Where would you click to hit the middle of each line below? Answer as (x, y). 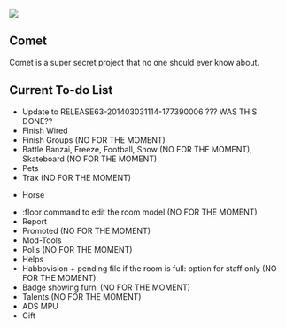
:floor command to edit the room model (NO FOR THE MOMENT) (140, 212)
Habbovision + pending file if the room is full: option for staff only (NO (149, 268)
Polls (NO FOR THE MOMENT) (77, 249)
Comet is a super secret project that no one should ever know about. (134, 62)
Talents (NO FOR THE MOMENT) (81, 296)
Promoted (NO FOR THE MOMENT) (86, 230)
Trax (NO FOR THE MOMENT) (76, 177)
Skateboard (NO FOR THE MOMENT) (89, 159)
